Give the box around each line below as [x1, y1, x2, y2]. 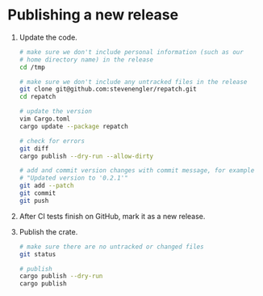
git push [19, 197, 49, 205]
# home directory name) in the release [19, 55, 154, 64]
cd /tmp [19, 63, 45, 71]
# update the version [19, 108, 92, 116]
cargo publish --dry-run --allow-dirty [19, 152, 154, 160]
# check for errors [19, 137, 86, 145]
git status [19, 250, 56, 258]
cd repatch [19, 93, 56, 101]
